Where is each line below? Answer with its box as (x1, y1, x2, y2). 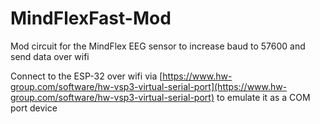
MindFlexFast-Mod (10, 7, 172, 30)
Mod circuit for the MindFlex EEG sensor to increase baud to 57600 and (10, 40, 306, 52)
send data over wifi (10, 50, 90, 62)
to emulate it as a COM (216, 91, 311, 103)
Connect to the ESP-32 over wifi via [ (10, 70, 163, 82)
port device (10, 102, 58, 114)
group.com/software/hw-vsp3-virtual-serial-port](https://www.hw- (10, 80, 288, 92)
